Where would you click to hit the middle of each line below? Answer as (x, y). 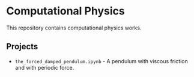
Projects (22, 47)
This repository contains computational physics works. (74, 28)
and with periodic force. (44, 67)
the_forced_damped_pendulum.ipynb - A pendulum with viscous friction (101, 61)
